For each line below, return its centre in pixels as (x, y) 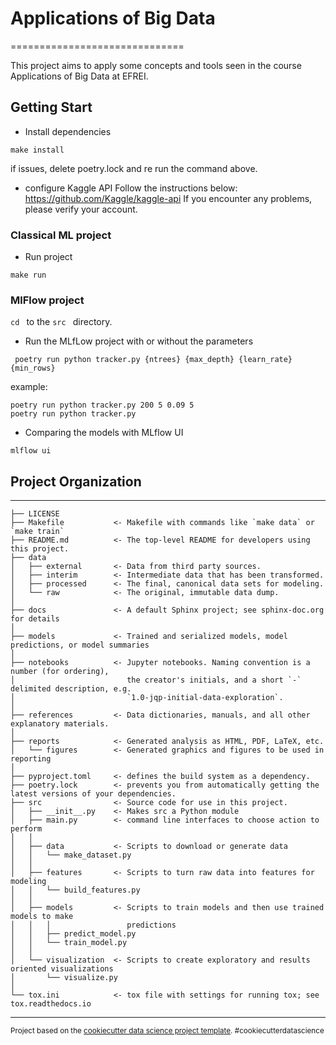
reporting (31, 759)
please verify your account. (81, 209)
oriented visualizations (62, 969)
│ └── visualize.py (64, 978)
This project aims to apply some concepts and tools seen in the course (156, 65)
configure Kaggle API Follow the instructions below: (131, 188)
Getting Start (51, 107)
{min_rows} (33, 368)
